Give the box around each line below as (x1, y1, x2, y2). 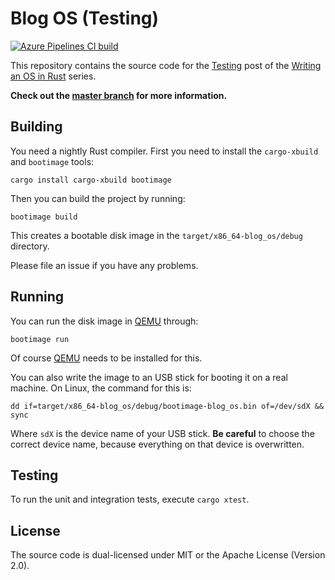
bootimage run (10, 334, 70, 344)
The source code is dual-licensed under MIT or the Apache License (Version (10, 549, 326, 561)
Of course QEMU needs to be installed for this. (10, 352, 203, 364)
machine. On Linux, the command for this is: (10, 382, 192, 394)
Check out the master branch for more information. (10, 89, 228, 101)
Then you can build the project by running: (10, 192, 186, 204)
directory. (10, 240, 50, 252)
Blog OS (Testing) (10, 7, 160, 30)
